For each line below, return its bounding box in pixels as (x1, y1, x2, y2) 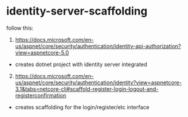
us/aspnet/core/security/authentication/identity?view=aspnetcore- (15, 79, 182, 86)
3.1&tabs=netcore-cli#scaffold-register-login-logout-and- (15, 85, 159, 92)
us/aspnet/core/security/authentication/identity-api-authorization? (15, 42, 181, 50)
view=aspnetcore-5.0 (15, 48, 69, 56)
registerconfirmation (15, 92, 67, 99)
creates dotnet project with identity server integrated (15, 61, 147, 68)
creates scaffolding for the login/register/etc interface (15, 103, 150, 110)
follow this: (6, 24, 34, 32)
